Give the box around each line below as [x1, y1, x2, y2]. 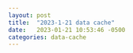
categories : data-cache [8, 33, 87, 41]
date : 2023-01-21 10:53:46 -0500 [8, 26, 126, 34]
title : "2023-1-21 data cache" [8, 19, 115, 26]
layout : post [8, 11, 51, 19]
